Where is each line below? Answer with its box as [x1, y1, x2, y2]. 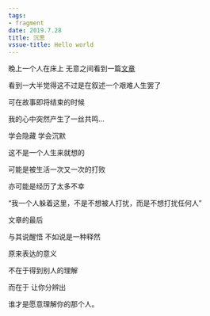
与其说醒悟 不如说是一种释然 [8, 232, 101, 242]
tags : [8, 11, 26, 20]
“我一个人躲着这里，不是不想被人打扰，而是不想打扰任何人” [8, 199, 202, 208]
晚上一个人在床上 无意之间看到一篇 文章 [8, 64, 136, 74]
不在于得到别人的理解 [8, 266, 78, 276]
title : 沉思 [8, 33, 45, 42]
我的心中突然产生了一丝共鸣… [8, 114, 105, 124]
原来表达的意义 [8, 249, 57, 258]
